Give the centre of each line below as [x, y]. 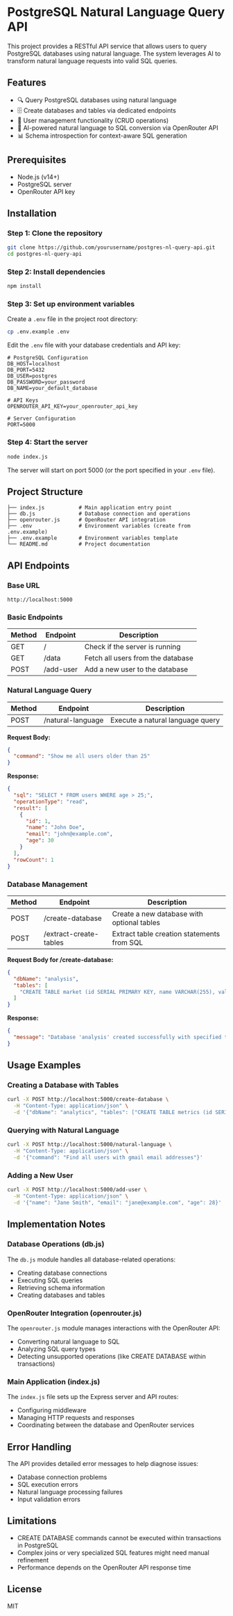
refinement [33, 1560]
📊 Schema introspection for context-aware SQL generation [102, 136]
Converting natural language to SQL [68, 1341]
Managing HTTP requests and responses [76, 1418]
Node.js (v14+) [38, 177]
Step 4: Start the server [48, 442]
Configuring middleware [52, 1410]
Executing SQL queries [50, 1280]
